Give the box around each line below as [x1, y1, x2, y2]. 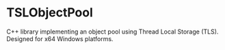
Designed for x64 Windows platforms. [6, 34, 114, 42]
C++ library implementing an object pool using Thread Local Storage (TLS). [6, 27, 219, 36]
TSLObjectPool [6, 5, 94, 21]
